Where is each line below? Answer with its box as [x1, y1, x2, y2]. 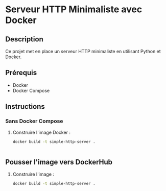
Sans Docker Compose [5, 117, 63, 125]
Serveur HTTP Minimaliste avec [5, 4, 143, 15]
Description [5, 35, 43, 43]
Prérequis [5, 68, 37, 77]
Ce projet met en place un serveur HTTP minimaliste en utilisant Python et [5, 49, 161, 54]
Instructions [5, 102, 45, 111]
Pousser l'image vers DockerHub [5, 157, 113, 166]
